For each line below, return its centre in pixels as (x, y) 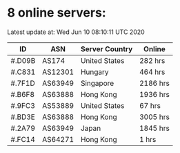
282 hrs (152, 60)
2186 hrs (154, 83)
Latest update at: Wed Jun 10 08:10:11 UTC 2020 (76, 32)
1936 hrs (154, 94)
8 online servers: (57, 13)
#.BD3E (23, 117)
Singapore (97, 83)
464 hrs (152, 72)
